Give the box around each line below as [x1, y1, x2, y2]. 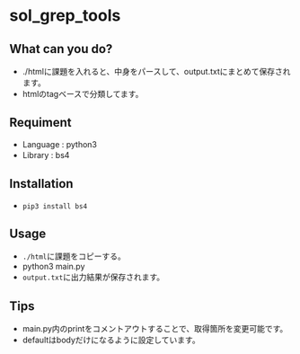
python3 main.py [22, 261, 85, 272]
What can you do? [9, 41, 113, 57]
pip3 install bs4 [22, 201, 88, 211]
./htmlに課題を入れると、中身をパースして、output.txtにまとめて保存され [22, 66, 291, 76]
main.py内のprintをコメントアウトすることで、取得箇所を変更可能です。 [22, 323, 288, 334]
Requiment [9, 115, 72, 130]
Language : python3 [22, 138, 97, 149]
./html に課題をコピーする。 [22, 251, 126, 261]
